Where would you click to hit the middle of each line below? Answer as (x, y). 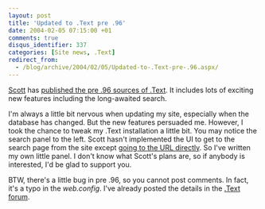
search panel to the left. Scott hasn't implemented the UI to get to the (122, 139)
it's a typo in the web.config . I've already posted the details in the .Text (124, 188)
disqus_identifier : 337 (48, 45)
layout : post (30, 15)
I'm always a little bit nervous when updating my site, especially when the (129, 114)
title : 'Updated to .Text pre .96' (67, 23)
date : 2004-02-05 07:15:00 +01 (60, 30)
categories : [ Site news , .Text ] (62, 52)
